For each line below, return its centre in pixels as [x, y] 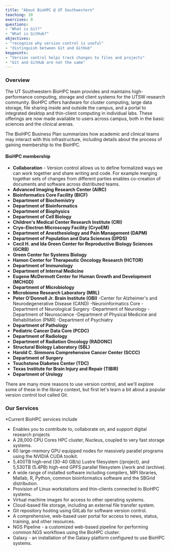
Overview [18, 80]
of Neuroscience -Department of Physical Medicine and [98, 314]
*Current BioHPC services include [41, 419]
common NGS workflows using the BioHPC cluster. [66, 533]
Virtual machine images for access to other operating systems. [79, 500]
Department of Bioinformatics [45, 205]
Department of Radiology [40, 336]
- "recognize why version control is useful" [54, 43]
